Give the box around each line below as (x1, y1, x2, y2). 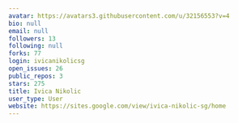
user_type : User (8, 95, 63, 103)
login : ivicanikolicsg (8, 57, 85, 66)
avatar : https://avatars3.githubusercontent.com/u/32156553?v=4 (8, 11, 230, 20)
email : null (8, 27, 49, 35)
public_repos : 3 (8, 72, 63, 80)
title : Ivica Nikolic (8, 87, 82, 95)
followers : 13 (8, 34, 57, 43)
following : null (8, 42, 63, 50)
